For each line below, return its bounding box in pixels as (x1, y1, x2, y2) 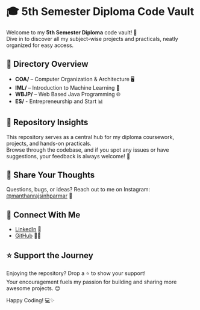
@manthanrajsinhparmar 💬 (6, 192, 73, 199)
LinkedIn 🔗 (14, 226, 42, 233)
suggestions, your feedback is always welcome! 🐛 (6, 152, 131, 160)
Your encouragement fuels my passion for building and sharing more (6, 278, 177, 285)
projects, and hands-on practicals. (6, 140, 92, 147)
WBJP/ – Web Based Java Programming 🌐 (14, 90, 121, 98)
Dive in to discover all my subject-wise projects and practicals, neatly (6, 35, 179, 42)
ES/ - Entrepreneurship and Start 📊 (14, 98, 104, 105)
